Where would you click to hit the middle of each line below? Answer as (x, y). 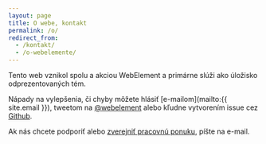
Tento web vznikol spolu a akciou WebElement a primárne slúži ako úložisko (133, 75)
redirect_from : (33, 38)
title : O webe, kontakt (48, 23)
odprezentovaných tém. (47, 84)
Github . (20, 116)
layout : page (30, 16)
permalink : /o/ (33, 30)
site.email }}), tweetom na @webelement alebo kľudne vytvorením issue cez (133, 107)
